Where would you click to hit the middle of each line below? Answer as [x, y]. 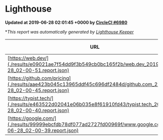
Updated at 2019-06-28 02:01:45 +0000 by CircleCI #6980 [66, 22]
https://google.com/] [33, 118]
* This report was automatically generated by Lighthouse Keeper [69, 32]
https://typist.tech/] [32, 98]
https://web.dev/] [29, 58]
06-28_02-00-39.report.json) [43, 130]
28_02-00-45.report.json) [38, 90]
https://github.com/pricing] [40, 78]
